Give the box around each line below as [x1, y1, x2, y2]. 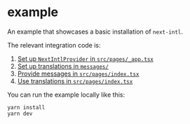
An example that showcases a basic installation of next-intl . [7, 27, 184, 36]
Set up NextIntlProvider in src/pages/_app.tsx [17, 54, 154, 63]
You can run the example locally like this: [7, 90, 125, 99]
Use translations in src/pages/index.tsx [17, 76, 133, 85]
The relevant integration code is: [7, 41, 101, 49]
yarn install [7, 104, 46, 111]
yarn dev [7, 110, 33, 117]
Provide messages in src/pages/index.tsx [17, 69, 140, 78]
